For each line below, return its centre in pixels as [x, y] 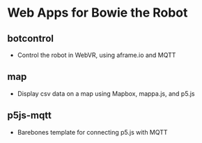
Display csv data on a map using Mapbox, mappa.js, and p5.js [106, 93]
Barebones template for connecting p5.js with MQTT [93, 132]
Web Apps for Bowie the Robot [98, 13]
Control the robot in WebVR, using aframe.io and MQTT [96, 55]
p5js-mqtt [30, 116]
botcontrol [31, 39]
